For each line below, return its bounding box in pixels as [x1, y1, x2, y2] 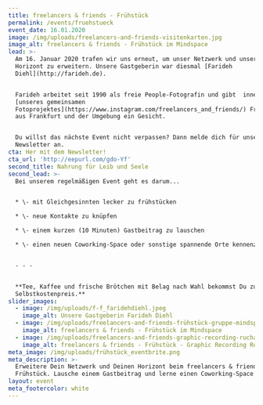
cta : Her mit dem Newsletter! [8, 148, 107, 156]
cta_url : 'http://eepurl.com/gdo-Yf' [8, 155, 131, 163]
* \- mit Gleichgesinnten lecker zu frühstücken [15, 198, 177, 206]
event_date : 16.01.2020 [8, 26, 86, 34]
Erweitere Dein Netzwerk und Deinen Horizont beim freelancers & [15, 363, 233, 371]
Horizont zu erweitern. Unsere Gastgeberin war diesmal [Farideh [15, 63, 233, 71]
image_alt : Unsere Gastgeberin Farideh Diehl [22, 312, 174, 320]
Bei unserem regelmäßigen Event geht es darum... [15, 177, 180, 185]
